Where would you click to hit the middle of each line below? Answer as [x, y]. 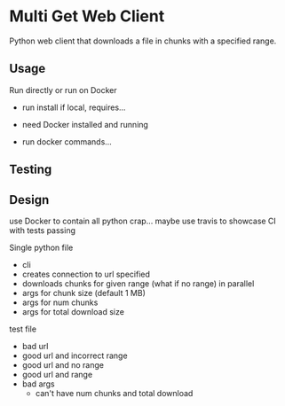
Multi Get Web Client [87, 16]
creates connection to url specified [86, 274]
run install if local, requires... [74, 107]
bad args [38, 384]
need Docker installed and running [85, 124]
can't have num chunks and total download [114, 393]
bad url [35, 346]
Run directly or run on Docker [63, 90]
